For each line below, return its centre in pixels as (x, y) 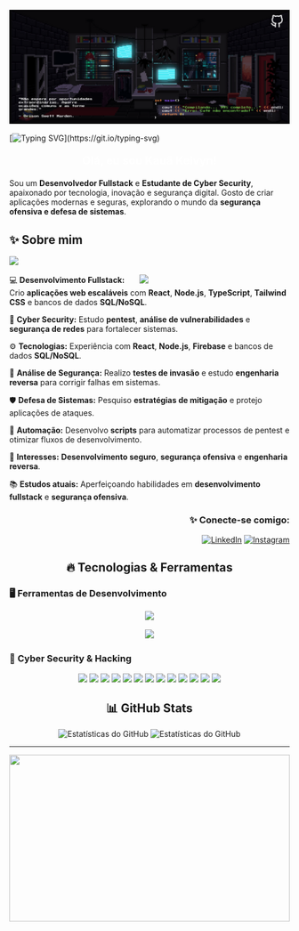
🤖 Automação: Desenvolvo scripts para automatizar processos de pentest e (149, 430)
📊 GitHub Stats (149, 708)
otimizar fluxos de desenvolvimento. (76, 440)
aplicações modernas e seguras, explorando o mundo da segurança (135, 202)
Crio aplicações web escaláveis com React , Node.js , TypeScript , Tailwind (148, 293)
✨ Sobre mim (46, 240)
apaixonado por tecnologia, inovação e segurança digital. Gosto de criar (141, 193)
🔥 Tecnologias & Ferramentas (149, 567)
